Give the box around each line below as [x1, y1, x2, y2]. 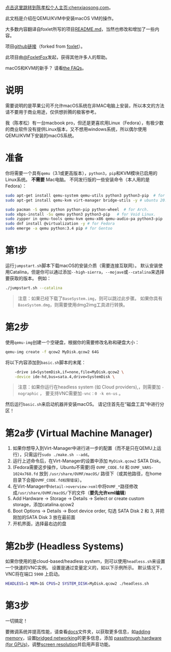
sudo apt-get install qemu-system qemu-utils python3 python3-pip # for [5, 193, 165, 198]
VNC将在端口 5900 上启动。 [5, 571, 63, 577]
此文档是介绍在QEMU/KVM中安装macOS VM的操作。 [5, 15, 117, 21]
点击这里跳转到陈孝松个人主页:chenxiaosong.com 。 [5, 5, 113, 10]
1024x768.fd [12, 472, 38, 477]
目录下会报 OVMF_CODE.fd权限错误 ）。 [12, 477, 85, 483]
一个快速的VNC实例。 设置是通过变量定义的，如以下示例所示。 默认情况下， [5, 565, 165, 571]
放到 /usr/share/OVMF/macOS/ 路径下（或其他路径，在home [39, 471, 162, 477]
